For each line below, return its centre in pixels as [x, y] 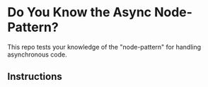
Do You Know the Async [80, 12]
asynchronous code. [37, 54]
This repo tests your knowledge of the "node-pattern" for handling [104, 47]
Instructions [35, 77]
